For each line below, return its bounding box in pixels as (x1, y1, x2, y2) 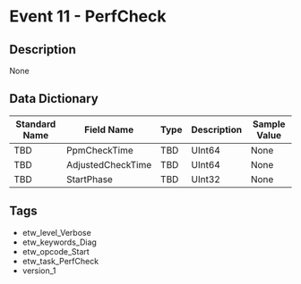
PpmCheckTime (65, 144, 134, 156)
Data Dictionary (9, 91, 99, 106)
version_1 (21, 265, 56, 276)
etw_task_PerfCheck (21, 255, 99, 266)
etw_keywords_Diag (21, 237, 97, 247)
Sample (252, 118, 286, 130)
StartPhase (65, 172, 114, 185)
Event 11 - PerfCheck (9, 6, 168, 27)
